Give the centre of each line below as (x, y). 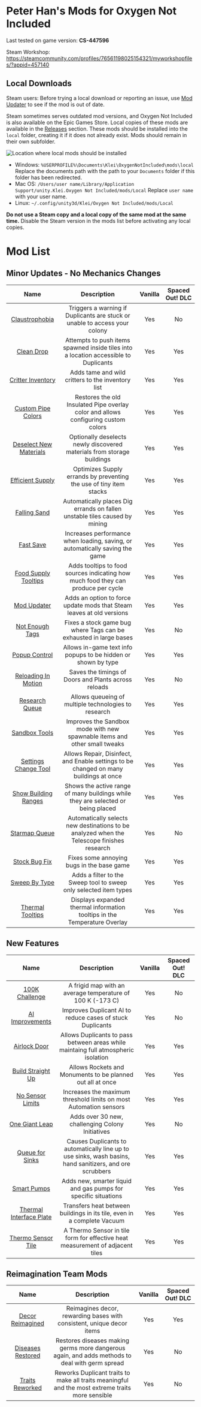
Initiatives (97, 1131)
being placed (98, 808)
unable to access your (98, 323)
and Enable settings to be (98, 761)
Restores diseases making (93, 1340)
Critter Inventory (32, 380)
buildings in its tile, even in (97, 1213)
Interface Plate (31, 1216)
